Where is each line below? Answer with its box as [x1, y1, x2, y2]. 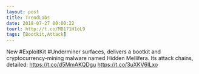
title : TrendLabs [6, 15, 50, 21]
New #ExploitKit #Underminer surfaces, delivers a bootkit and [6, 48, 161, 55]
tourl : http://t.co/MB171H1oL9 [6, 25, 86, 32]
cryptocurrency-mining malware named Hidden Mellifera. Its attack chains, [6, 55, 194, 62]
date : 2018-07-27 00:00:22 [6, 20, 75, 26]
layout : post [6, 8, 39, 15]
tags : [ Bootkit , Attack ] [6, 32, 67, 38]
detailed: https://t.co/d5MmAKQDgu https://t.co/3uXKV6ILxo [6, 61, 158, 69]
